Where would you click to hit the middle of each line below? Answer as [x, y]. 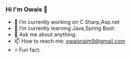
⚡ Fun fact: [27, 50]
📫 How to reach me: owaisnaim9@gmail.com [69, 41]
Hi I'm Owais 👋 [27, 9]
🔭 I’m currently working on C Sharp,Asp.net [67, 22]
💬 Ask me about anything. [45, 35]
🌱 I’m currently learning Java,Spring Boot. [65, 28]
